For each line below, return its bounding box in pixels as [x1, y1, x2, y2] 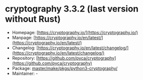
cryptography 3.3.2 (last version [5, 3, 139, 14]
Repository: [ [12, 55, 38, 61]
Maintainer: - [12, 70, 38, 76]
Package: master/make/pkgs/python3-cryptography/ [12, 65, 118, 71]
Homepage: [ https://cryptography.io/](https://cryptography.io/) [12, 29, 138, 35]
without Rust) [5, 13, 61, 25]
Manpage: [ [12, 35, 35, 40]
